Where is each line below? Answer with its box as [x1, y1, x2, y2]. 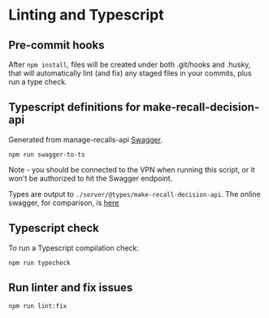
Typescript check [8, 221, 99, 235]
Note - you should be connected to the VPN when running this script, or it [8, 164, 255, 174]
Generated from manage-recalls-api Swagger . [8, 134, 163, 144]
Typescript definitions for [8, 100, 141, 115]
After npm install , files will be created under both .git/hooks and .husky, [8, 59, 251, 69]
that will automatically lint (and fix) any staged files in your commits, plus [8, 68, 252, 78]
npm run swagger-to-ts [8, 150, 85, 159]
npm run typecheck [8, 259, 71, 267]
